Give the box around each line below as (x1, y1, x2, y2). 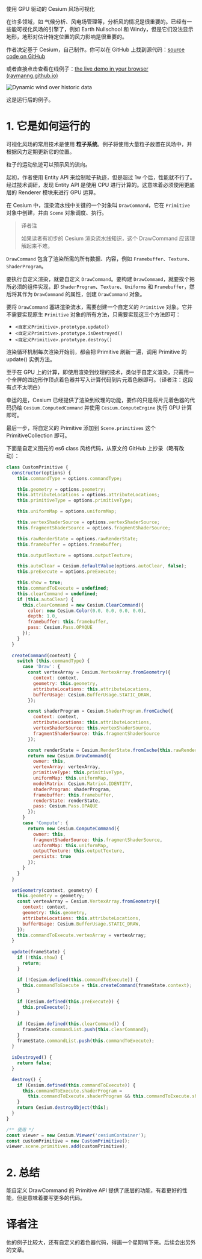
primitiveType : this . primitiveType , (32, 769, 125, 776)
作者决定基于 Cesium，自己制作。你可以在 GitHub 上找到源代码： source (6, 46, 185, 53)
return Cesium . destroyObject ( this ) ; (17, 1105, 109, 1111)
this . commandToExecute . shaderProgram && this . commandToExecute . (28, 1093, 192, 1099)
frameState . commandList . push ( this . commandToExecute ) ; (17, 1038, 155, 1044)
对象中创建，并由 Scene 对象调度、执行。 (6, 209, 107, 216)
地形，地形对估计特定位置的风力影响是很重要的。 (6, 33, 127, 40)
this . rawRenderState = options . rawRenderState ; (17, 535, 138, 541)
